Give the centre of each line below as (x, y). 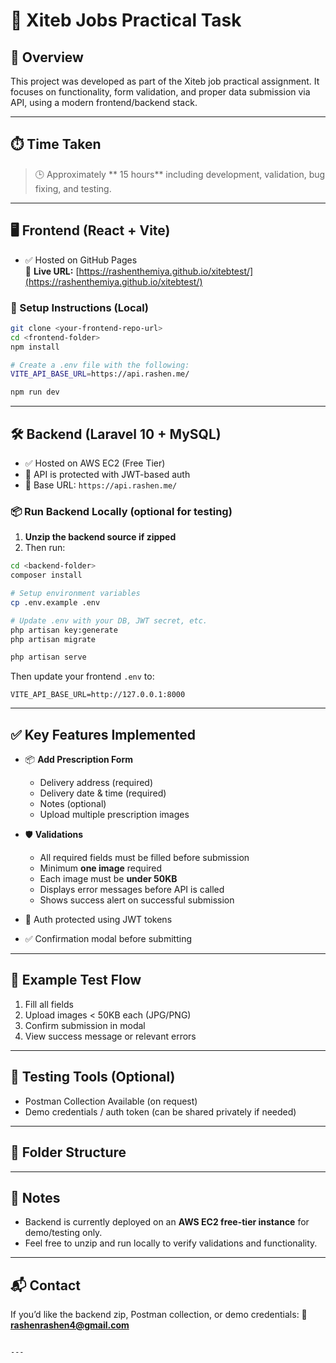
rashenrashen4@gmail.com (70, 1325)
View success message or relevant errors (110, 1036)
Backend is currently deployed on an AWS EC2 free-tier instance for (167, 1222)
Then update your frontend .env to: (82, 676)
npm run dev (35, 392)
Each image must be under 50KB (108, 879)
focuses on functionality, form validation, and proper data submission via (160, 92)
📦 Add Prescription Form (79, 760)
